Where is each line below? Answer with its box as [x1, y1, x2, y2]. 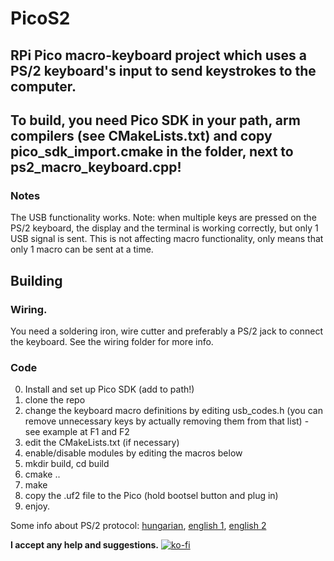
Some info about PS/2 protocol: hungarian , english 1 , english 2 [10, 520, 267, 532]
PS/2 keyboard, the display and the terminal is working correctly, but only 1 [10, 222, 319, 234]
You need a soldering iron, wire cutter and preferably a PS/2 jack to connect [10, 325, 324, 337]
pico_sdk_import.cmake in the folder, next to [10, 143, 294, 160]
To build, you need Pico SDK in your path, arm [10, 112, 301, 129]
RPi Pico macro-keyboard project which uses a [10, 47, 307, 64]
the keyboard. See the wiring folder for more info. [10, 335, 214, 347]
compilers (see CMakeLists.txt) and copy [10, 127, 273, 144]
